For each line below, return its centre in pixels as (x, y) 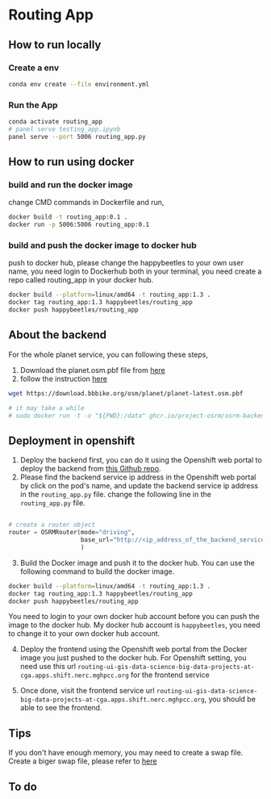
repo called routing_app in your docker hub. (81, 280)
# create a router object (52, 525)
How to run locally (55, 45)
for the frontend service (170, 675)
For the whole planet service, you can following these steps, (108, 354)
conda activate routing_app (56, 122)
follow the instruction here (63, 379)
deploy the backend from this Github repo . (90, 469)
